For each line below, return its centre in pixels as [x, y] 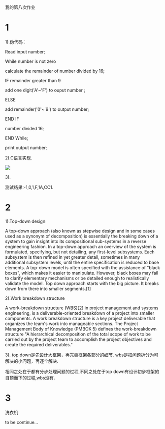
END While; [17, 138]
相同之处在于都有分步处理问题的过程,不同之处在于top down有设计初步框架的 [82, 371]
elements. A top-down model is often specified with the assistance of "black [82, 267]
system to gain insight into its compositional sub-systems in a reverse [76, 241]
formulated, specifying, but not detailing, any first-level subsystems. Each [80, 252]
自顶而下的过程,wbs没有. [30, 378]
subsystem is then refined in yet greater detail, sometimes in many [73, 257]
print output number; [26, 147]
